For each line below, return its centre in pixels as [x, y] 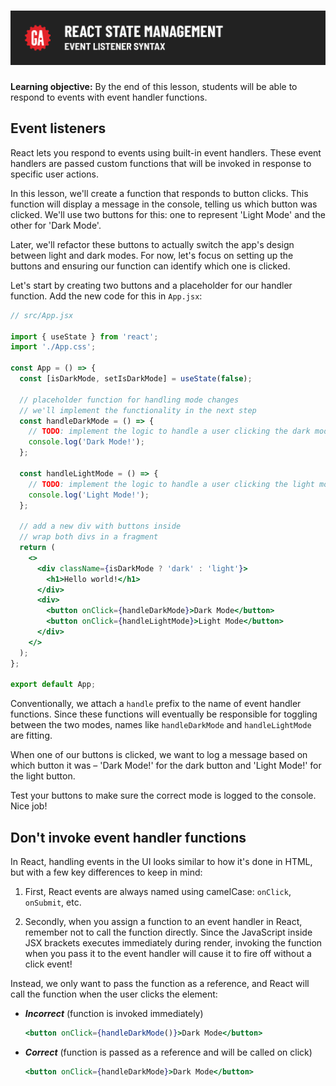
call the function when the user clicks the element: [114, 994]
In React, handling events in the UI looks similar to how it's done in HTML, [161, 862]
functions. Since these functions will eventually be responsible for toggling [164, 714]
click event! [48, 964]
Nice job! [29, 806]
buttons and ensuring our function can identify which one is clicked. [150, 266]
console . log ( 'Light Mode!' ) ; [89, 495]
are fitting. [31, 736]
